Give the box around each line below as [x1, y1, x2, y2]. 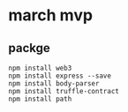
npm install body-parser [8, 79, 100, 88]
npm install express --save [8, 71, 112, 80]
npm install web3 [8, 63, 72, 72]
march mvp [8, 5, 94, 26]
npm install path [8, 94, 72, 103]
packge [8, 41, 50, 56]
